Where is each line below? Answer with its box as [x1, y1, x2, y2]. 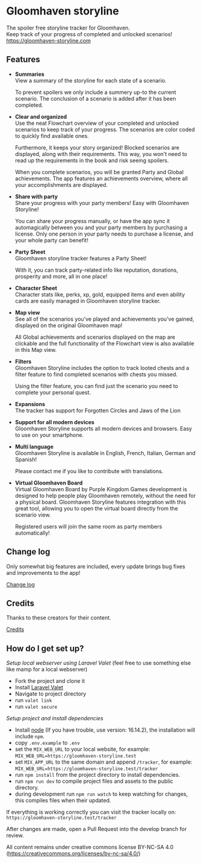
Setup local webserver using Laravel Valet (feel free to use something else [6, 659, 191, 667]
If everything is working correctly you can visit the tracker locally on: [6, 809, 176, 816]
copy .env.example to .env [14, 739, 80, 747]
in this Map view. [14, 346, 57, 353]
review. [6, 832, 24, 839]
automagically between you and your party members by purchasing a [14, 224, 188, 231]
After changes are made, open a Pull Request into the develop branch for [6, 826, 187, 833]
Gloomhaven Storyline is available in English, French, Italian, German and [14, 449, 196, 456]
